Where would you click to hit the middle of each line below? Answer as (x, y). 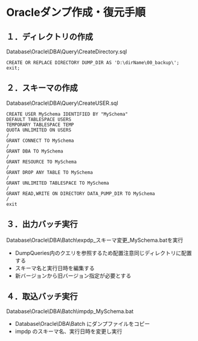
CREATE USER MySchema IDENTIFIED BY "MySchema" (67, 114)
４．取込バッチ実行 (42, 296)
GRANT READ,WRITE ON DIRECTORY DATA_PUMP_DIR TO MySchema (81, 194)
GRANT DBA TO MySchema (35, 151)
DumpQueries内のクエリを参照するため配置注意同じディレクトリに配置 (103, 253)
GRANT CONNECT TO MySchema (40, 141)
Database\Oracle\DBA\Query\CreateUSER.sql (62, 103)
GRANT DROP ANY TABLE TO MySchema (50, 172)
